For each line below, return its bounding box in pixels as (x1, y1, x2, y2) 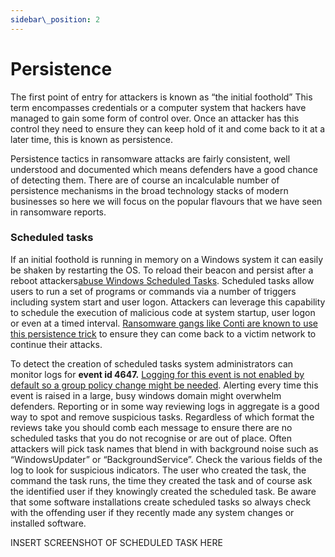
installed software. (10, 517, 87, 529)
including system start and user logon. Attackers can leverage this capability (10, 296, 326, 308)
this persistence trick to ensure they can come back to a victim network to (10, 327, 317, 340)
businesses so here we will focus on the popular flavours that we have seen (10, 195, 323, 207)
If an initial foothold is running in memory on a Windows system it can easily (10, 253, 324, 265)
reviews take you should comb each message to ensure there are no (10, 421, 293, 433)
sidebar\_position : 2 (10, 14, 101, 25)
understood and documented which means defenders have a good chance (10, 163, 318, 175)
